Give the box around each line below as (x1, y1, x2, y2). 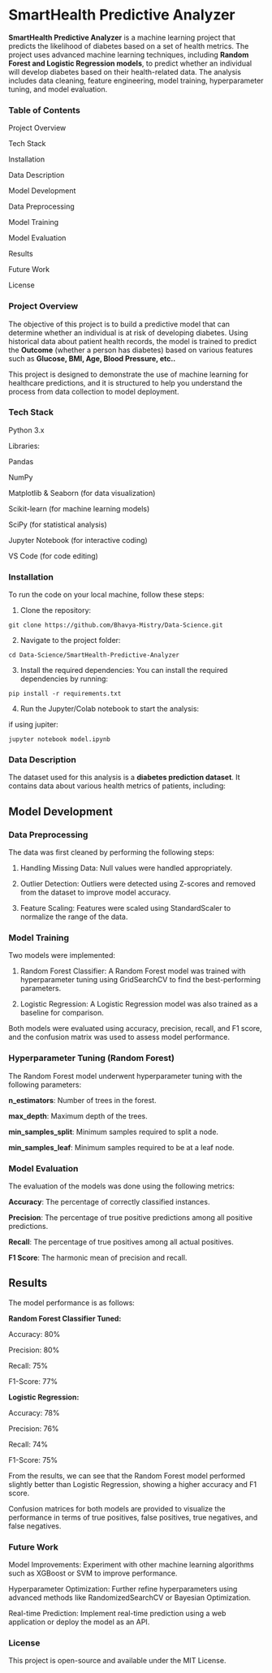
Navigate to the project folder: (19, 636, 121, 645)
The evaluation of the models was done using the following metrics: (8, 1181, 235, 1191)
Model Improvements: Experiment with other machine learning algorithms (8, 1560, 254, 1570)
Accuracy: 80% (8, 1329, 61, 1339)
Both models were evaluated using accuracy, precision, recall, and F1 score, (8, 1024, 262, 1033)
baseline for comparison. (19, 1008, 104, 1018)
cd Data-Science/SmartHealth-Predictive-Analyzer (8, 651, 180, 659)
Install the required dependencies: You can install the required (19, 666, 228, 675)
